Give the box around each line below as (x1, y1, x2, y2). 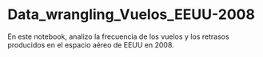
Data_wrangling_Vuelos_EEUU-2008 (7, 6, 255, 24)
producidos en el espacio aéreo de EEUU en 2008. (7, 40, 175, 49)
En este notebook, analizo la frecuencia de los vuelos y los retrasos (7, 32, 229, 41)
